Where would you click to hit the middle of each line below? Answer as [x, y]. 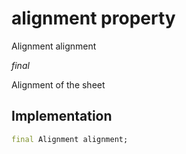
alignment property [93, 18]
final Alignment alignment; [70, 139]
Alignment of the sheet [58, 84]
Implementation [62, 116]
